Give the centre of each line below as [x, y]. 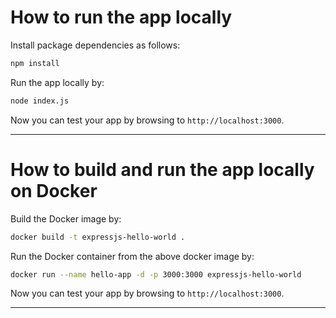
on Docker [54, 190]
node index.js [40, 101]
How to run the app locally [121, 17]
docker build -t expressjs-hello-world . [98, 237]
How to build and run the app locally [162, 169]
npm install [35, 63]
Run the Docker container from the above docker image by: [132, 256]
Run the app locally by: [57, 82]
